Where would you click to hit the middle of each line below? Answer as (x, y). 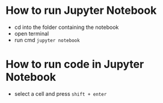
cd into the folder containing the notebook (66, 27)
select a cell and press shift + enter (60, 93)
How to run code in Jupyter (75, 64)
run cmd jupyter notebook (47, 40)
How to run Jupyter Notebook (81, 11)
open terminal (32, 33)
